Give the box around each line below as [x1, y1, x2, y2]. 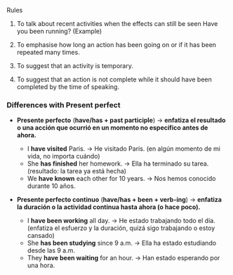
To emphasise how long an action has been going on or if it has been [16, 41, 217, 48]
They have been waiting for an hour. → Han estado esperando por [27, 254, 220, 262]
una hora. [27, 261, 55, 269]
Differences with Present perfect [6, 100, 121, 109]
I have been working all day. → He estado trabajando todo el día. [27, 217, 215, 225]
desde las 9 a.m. [27, 246, 75, 255]
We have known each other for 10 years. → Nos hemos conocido [27, 175, 216, 183]
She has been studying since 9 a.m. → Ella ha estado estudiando [27, 239, 217, 248]
